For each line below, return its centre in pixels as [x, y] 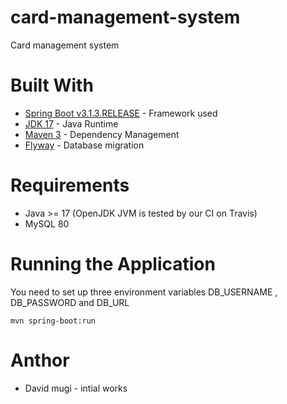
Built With [52, 85]
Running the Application [113, 264]
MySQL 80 [47, 223]
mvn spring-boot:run [53, 321]
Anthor [40, 360]
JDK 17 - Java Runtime [71, 123]
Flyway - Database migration [84, 145]
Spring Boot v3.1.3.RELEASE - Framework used [121, 113]
